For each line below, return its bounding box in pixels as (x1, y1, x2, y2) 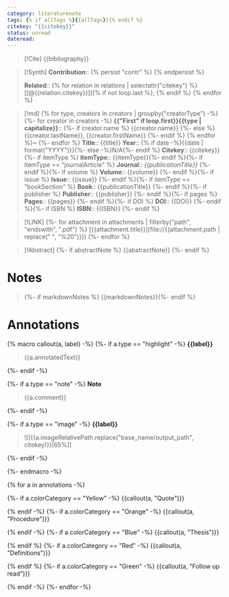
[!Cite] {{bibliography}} (23, 54, 89, 63)
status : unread (7, 29, 51, 37)
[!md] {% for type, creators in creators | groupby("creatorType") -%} (23, 110, 219, 118)
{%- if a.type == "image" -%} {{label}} (7, 420, 118, 428)
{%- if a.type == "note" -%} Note (7, 380, 102, 388)
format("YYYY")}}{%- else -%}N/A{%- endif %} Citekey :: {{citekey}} (23, 146, 220, 154)
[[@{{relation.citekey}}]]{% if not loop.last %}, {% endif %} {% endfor (23, 89, 222, 97)
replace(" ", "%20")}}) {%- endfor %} (23, 232, 131, 241)
